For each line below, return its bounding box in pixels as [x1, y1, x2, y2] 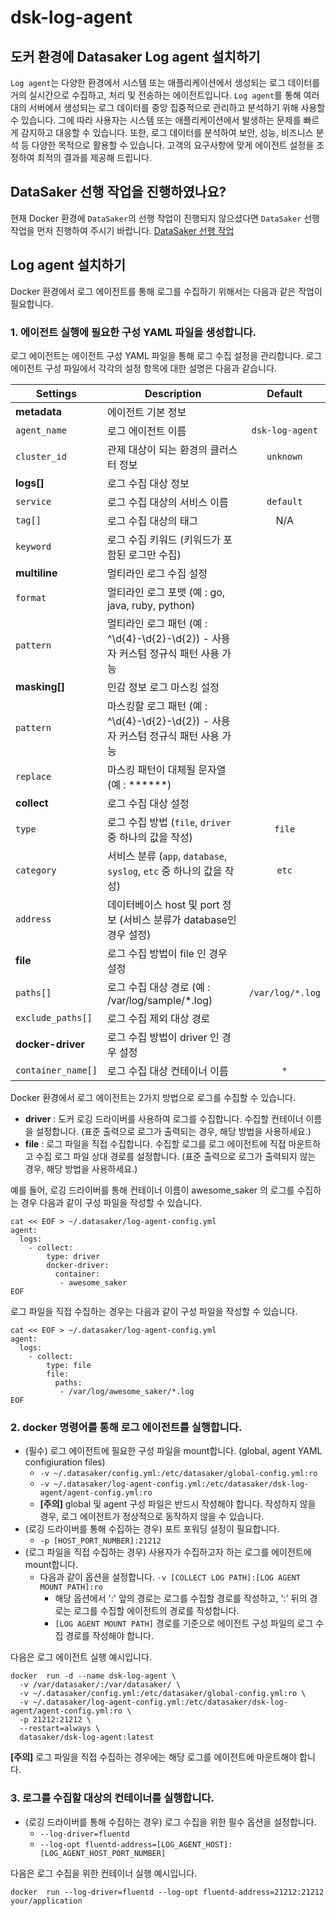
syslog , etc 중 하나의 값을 [106, 864, 223, 878]
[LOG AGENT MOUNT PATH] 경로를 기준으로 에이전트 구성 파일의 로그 [54, 1617, 314, 1630]
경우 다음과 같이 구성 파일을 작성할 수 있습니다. [20, 1196, 203, 1208]
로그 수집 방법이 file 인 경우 [106, 946, 228, 960]
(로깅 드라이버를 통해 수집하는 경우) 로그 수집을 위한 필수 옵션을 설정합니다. [24, 1816, 317, 1828]
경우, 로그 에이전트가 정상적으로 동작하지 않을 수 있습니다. [39, 1511, 265, 1523]
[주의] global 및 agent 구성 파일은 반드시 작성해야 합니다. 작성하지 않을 [39, 1498, 317, 1510]
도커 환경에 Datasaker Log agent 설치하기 [10, 48, 261, 65]
